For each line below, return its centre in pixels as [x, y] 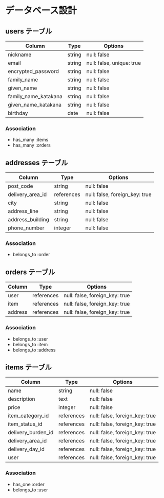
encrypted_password [33, 71]
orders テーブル [30, 272]
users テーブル [29, 31]
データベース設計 [41, 11]
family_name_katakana [35, 96]
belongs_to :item [30, 344]
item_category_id [28, 416]
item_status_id [25, 424]
